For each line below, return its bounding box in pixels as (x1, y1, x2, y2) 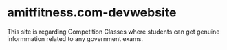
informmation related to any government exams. (7, 34, 143, 42)
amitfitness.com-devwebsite (7, 5, 177, 21)
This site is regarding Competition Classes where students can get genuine (7, 27, 220, 36)
